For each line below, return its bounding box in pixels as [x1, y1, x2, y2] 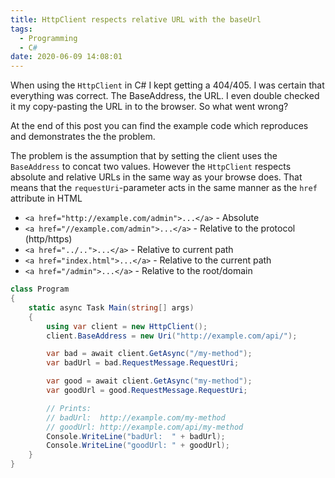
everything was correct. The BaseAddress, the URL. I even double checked [10, 90, 320, 102]
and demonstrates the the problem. [10, 131, 156, 143]
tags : [10, 24, 33, 34]
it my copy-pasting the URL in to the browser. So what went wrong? [10, 101, 289, 113]
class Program [10, 284, 70, 295]
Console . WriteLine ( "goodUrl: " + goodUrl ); [46, 441, 230, 451]
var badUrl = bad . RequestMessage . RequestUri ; [46, 358, 240, 368]
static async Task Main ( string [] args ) [28, 302, 195, 313]
